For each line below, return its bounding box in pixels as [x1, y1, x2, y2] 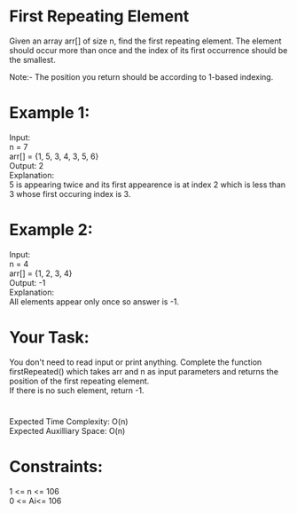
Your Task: [9, 328, 90, 347]
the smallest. [9, 54, 56, 65]
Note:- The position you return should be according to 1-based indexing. [9, 71, 274, 82]
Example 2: [9, 220, 93, 241]
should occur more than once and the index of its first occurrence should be [9, 44, 288, 55]
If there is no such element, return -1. [9, 384, 145, 396]
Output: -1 [9, 277, 46, 288]
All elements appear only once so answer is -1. [9, 296, 180, 307]
